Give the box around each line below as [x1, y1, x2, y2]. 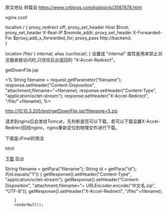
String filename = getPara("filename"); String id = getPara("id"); [5, 166, 137, 172]
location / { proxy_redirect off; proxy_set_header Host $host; [5, 24, 129, 30]
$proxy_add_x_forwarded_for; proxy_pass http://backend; [13, 35, 132, 41]
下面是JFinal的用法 [5, 135, 44, 141]
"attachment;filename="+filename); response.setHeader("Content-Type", [5, 88, 156, 93]
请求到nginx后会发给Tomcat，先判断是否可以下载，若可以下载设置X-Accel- [5, 118, 160, 124]
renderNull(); [14, 202, 44, 207]
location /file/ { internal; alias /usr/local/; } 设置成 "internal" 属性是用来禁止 [5, 51, 158, 56]
